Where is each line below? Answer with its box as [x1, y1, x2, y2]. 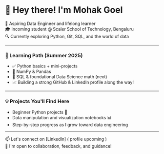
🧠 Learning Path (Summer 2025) [5, 52, 83, 59]
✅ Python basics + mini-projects [12, 63, 78, 69]
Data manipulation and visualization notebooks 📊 [12, 114, 112, 120]
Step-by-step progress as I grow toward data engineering [12, 122, 128, 128]
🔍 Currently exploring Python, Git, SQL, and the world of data [5, 33, 129, 39]
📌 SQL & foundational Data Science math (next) [12, 74, 107, 80]
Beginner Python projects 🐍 [12, 109, 67, 115]
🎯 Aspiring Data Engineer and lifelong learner [5, 21, 96, 26]
